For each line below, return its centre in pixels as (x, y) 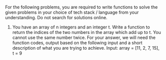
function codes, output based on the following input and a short (77, 43)
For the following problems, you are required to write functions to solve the (82, 7)
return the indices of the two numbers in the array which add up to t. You (86, 32)
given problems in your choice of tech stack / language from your (72, 12)
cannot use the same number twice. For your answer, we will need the (84, 37)
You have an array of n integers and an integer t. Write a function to (81, 27)
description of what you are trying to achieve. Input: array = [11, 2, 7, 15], (86, 48)
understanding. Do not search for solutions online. (56, 17)
